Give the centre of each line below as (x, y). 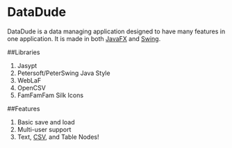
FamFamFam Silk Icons (50, 95)
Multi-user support (44, 129)
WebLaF (29, 80)
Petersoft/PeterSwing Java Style (64, 73)
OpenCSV (32, 88)
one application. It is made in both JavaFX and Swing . (84, 38)
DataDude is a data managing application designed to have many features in (116, 31)
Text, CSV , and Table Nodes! (58, 137)
